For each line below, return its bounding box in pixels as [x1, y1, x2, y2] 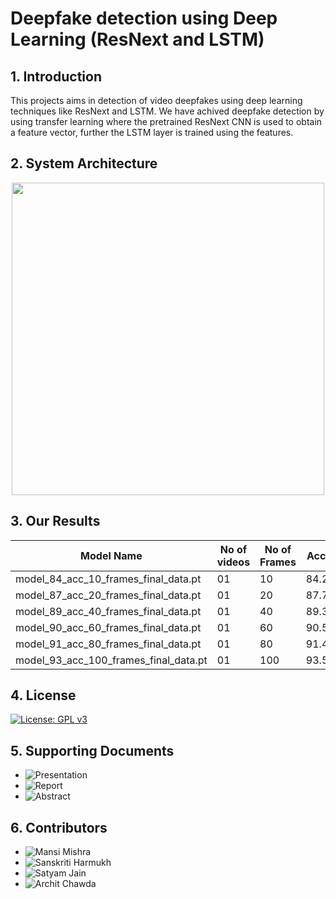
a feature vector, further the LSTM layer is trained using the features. [10, 127, 294, 138]
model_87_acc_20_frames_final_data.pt [15, 588, 202, 602]
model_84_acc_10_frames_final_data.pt [15, 572, 202, 586]
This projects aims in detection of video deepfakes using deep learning [10, 95, 303, 106]
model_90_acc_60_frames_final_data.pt [15, 620, 202, 634]
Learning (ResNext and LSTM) [10, 28, 265, 51]
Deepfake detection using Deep [10, 7, 278, 30]
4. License [10, 687, 77, 704]
